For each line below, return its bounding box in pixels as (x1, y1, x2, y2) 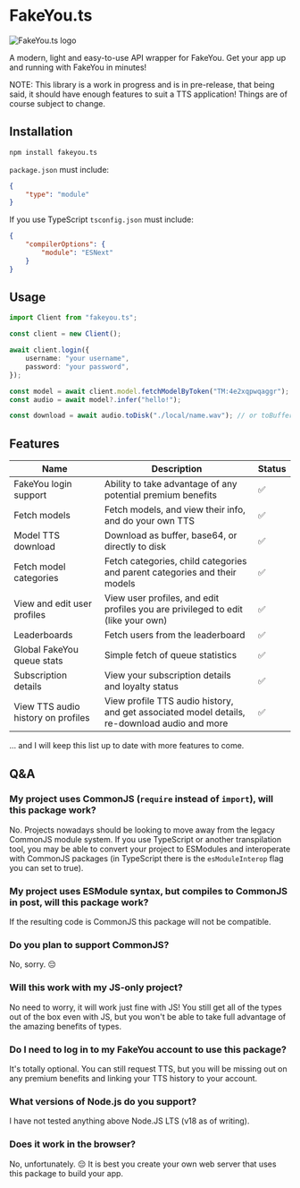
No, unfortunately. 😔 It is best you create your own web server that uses (9, 1158, 277, 1169)
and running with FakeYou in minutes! (9, 62, 147, 73)
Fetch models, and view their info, (104, 503, 246, 516)
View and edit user (13, 597, 92, 610)
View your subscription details (104, 669, 232, 681)
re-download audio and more (104, 717, 229, 730)
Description (151, 463, 203, 475)
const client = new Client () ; (9, 329, 122, 338)
